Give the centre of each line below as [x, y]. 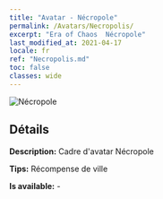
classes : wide [36, 76]
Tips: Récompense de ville [59, 169]
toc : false [30, 68]
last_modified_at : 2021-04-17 [66, 43]
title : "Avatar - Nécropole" [64, 17]
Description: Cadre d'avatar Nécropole [82, 151]
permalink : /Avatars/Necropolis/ [72, 26]
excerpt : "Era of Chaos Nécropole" [77, 34]
